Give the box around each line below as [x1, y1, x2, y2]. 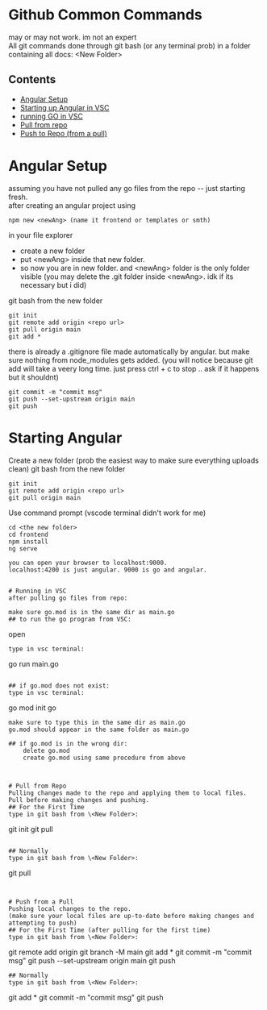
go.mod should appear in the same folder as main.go [8, 725, 190, 734]
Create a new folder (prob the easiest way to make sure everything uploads [8, 455, 260, 465]
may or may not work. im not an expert [8, 32, 137, 42]
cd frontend [8, 530, 48, 538]
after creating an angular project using [8, 200, 136, 210]
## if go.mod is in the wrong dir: [8, 739, 128, 747]
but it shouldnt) [8, 372, 59, 382]
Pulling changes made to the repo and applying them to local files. [8, 788, 248, 797]
